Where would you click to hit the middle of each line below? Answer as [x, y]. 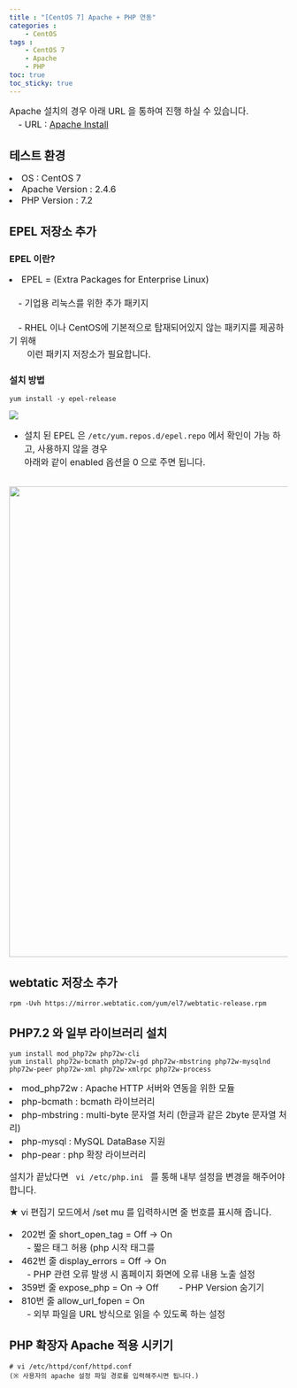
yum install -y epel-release [63, 399]
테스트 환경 [38, 156]
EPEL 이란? [32, 259]
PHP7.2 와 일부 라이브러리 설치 [88, 1033]
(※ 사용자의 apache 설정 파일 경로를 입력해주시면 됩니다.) [104, 1376]
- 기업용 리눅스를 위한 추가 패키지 [83, 304]
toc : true [27, 75]
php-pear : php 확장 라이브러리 [84, 1155]
